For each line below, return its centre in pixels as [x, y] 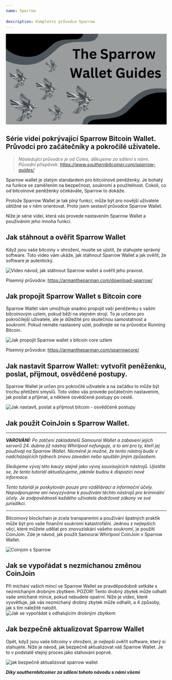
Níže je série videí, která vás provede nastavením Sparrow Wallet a [76, 216]
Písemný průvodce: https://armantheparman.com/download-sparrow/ [79, 280]
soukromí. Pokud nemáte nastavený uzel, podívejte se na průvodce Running [85, 325]
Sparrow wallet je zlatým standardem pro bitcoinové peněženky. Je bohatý [84, 180]
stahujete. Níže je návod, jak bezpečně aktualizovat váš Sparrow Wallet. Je [84, 647]
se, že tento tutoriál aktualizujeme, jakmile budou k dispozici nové [75, 472]
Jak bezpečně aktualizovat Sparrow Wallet [75, 629]
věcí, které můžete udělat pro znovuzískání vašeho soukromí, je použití [80, 529]
